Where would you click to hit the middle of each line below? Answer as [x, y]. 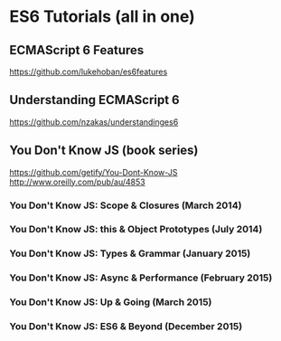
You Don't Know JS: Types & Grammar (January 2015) [130, 253]
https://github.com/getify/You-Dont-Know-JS [94, 172]
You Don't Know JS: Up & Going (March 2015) [111, 302]
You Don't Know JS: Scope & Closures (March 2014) [126, 205]
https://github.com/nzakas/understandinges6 [94, 122]
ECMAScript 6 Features [77, 50]
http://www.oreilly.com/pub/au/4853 [78, 182]
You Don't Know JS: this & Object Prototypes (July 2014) [136, 230]
